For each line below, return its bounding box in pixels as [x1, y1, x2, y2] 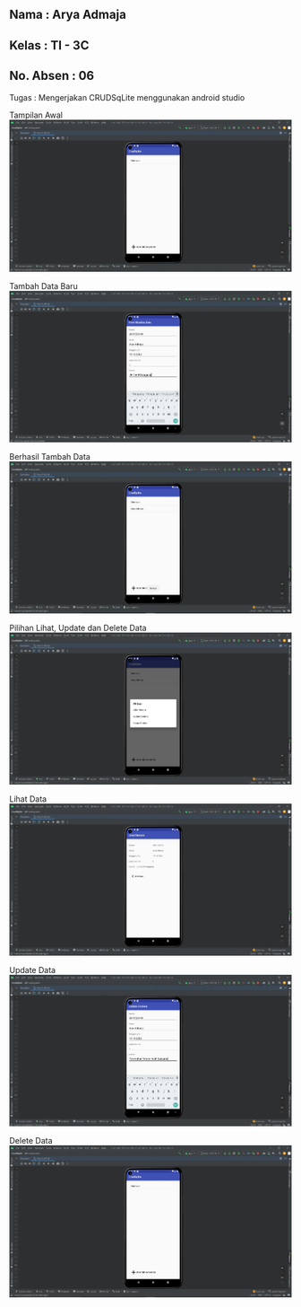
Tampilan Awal [9, 110, 63, 120]
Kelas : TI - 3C [9, 38, 90, 53]
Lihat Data [9, 794, 47, 804]
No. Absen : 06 [9, 68, 95, 83]
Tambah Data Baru [9, 280, 78, 291]
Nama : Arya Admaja [9, 7, 127, 22]
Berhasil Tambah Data [9, 451, 91, 461]
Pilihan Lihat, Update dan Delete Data [9, 623, 147, 634]
